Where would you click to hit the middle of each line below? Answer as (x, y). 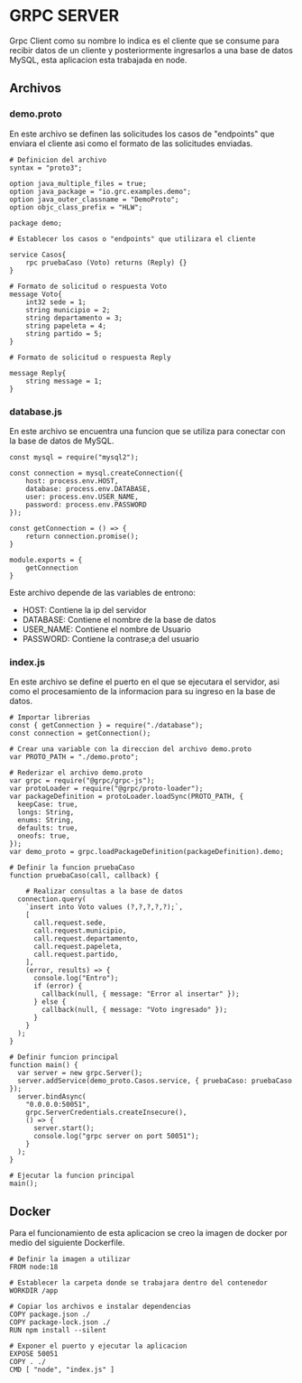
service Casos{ (38, 255)
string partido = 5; (64, 334)
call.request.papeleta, (78, 947)
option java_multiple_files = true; (78, 183)
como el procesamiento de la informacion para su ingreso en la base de (142, 691)
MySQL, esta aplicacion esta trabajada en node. (98, 60)
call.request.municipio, (80, 931)
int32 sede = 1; (56, 302)
